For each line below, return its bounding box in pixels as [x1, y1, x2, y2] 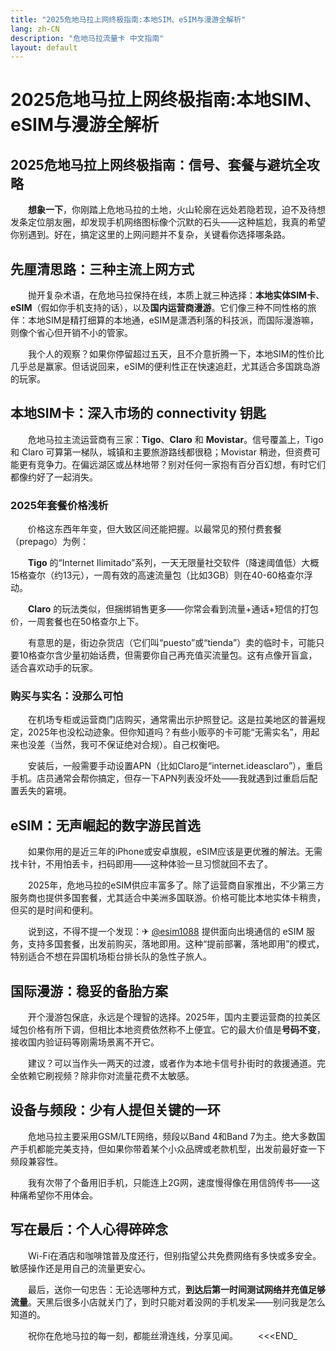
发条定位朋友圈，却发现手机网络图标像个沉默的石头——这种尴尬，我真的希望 [10, 216, 326, 228]
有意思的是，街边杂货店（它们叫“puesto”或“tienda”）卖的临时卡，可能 [27, 637, 317, 649]
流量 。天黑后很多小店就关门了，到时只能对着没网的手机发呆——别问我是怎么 [10, 1296, 326, 1308]
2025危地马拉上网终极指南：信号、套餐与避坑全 [10, 156, 307, 173]
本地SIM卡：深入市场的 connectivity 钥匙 [10, 405, 267, 422]
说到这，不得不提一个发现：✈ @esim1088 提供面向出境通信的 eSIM [27, 926, 305, 938]
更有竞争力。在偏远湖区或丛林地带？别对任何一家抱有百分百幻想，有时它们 [18, 458, 326, 470]
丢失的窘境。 [18, 785, 72, 797]
